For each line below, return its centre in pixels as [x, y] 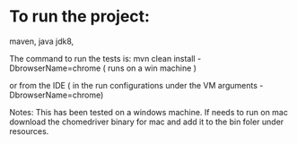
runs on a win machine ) [152, 68]
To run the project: [80, 17]
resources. [29, 131]
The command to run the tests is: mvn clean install [102, 58]
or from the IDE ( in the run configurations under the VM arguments [134, 85]
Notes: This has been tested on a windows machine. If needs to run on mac [149, 112]
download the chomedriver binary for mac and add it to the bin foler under [147, 122]
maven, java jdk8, [42, 41]
